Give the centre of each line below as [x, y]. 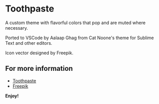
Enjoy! [12, 95]
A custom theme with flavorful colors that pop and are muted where [75, 23]
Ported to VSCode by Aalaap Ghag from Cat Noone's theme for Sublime [80, 38]
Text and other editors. [29, 43]
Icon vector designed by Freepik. [39, 53]
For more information [39, 69]
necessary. [17, 28]
